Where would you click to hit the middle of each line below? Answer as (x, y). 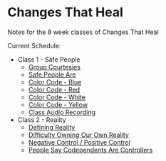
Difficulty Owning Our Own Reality (79, 135)
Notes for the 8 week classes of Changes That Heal (83, 32)
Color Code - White (57, 97)
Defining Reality (52, 127)
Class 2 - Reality (42, 120)
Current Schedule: (34, 45)
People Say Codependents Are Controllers (90, 150)
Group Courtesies (54, 67)
